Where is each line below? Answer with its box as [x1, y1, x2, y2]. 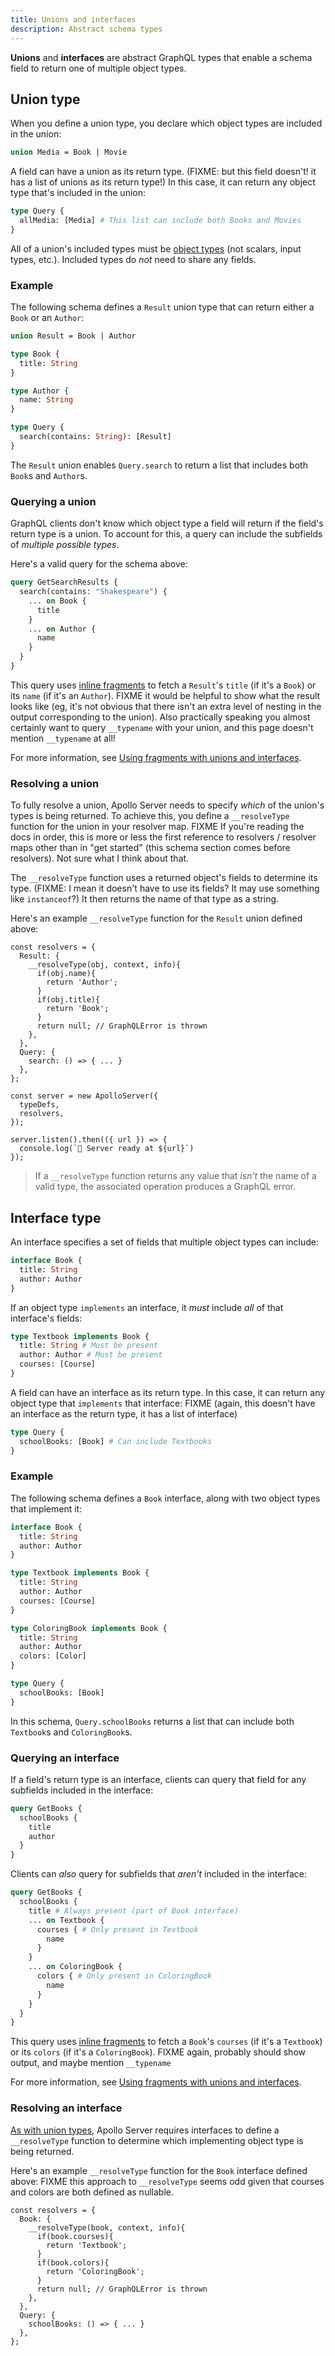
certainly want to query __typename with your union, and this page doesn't [10, 721, 314, 733]
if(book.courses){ [36, 2231, 114, 2241]
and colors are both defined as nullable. [10, 2186, 174, 2198]
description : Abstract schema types [10, 24, 163, 34]
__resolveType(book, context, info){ [28, 2222, 186, 2233]
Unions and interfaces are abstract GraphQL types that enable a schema [10, 51, 313, 63]
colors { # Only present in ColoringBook [36, 1971, 213, 1981]
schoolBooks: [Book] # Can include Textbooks [19, 1436, 213, 1446]
